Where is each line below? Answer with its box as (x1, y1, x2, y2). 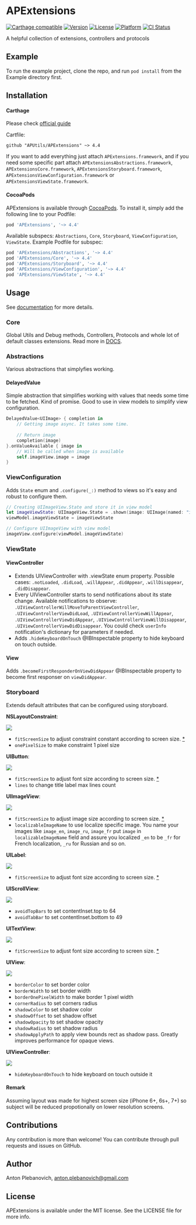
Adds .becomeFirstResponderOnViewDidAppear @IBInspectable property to (6, 667, 182, 674)
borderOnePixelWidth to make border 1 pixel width (14, 993, 134, 1000)
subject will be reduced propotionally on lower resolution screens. (6, 1103, 164, 1110)
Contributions (6, 1120, 58, 1130)
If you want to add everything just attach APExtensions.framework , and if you (6, 153, 189, 160)
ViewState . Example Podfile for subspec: (6, 238, 103, 245)
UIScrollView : (6, 885, 40, 892)
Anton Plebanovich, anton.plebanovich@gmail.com (6, 1175, 129, 1182)
